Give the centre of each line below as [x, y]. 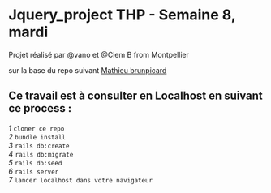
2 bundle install [37, 136]
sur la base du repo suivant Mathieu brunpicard [88, 70]
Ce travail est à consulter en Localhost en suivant [136, 96]
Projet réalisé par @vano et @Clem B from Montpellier [99, 54]
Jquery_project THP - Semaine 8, [122, 15]
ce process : [40, 108]
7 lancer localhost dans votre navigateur [80, 179]
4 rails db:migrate [41, 154]
